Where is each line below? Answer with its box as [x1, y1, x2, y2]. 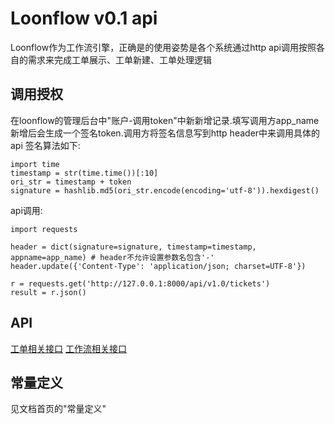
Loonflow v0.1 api [10, 7, 158, 30]
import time [10, 159, 60, 169]
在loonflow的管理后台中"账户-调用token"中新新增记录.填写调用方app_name [10, 114, 320, 126]
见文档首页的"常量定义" [10, 403, 107, 415]
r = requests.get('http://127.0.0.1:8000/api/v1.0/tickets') [10, 278, 271, 289]
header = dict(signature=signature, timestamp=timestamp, [10, 242, 257, 252]
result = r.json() [10, 287, 87, 297]
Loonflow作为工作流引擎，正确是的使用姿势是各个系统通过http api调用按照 [10, 41, 317, 53]
